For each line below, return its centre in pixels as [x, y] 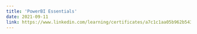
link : [13, 22]
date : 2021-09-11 [27, 17]
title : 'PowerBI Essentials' [42, 11]
